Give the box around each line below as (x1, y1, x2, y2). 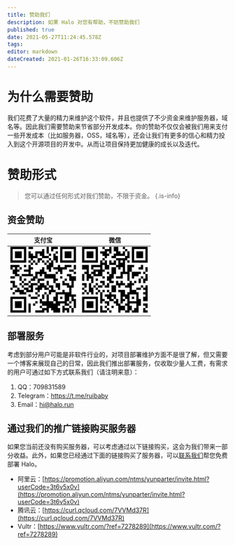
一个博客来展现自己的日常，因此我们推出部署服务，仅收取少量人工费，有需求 (7, 358, 228, 368)
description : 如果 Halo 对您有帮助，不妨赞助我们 (7, 18, 140, 26)
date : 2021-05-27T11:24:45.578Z (7, 34, 101, 41)
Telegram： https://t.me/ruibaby (17, 391, 108, 400)
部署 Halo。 (7, 460, 41, 469)
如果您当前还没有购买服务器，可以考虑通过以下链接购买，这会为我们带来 (7, 443, 215, 451)
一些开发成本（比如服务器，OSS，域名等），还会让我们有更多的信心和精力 (7, 130, 219, 140)
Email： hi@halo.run (17, 400, 75, 408)
